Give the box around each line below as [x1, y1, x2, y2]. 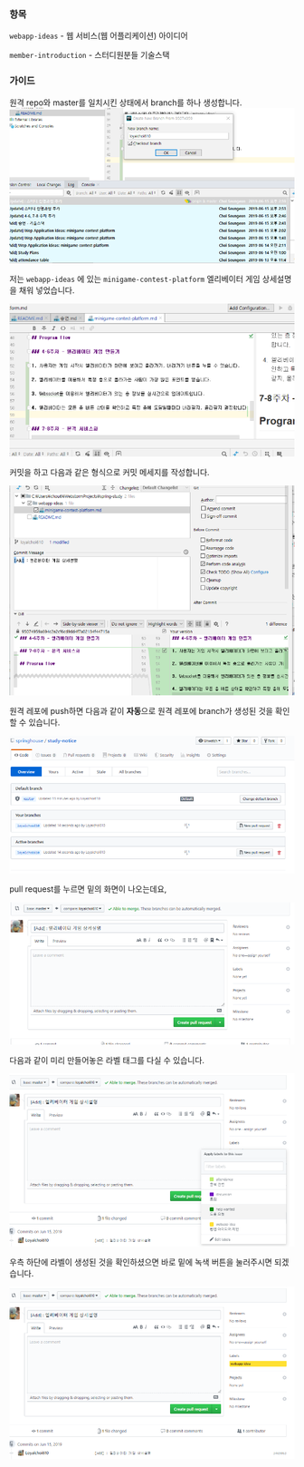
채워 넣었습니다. [18, 285, 75, 296]
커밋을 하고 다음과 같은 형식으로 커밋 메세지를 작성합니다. [9, 466, 210, 477]
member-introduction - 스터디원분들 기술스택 [9, 50, 170, 61]
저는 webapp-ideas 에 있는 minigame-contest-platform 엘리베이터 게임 [9, 274, 261, 284]
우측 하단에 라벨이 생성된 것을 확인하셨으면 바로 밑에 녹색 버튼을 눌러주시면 [9, 1257, 273, 1267]
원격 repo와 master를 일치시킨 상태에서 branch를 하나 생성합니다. [9, 97, 242, 108]
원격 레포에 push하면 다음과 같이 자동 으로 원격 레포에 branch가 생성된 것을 [9, 705, 273, 716]
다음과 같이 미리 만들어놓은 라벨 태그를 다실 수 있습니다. [9, 1055, 205, 1066]
